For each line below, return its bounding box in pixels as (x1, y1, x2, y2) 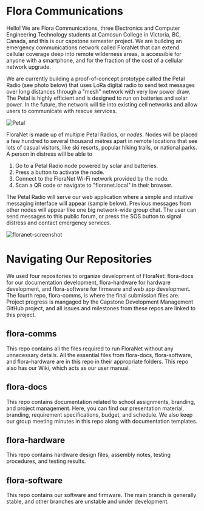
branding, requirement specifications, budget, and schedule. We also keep (6, 411, 193, 418)
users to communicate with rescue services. (6, 107, 117, 114)
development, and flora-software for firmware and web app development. (6, 285, 191, 293)
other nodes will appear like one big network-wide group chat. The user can (6, 206, 197, 214)
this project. (6, 311, 36, 318)
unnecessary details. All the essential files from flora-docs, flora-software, (6, 351, 192, 358)
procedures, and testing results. (6, 457, 86, 465)
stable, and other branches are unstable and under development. (6, 498, 169, 506)
